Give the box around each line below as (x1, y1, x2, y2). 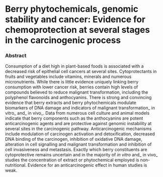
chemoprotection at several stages (5, 25, 150, 35)
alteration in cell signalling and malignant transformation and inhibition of (5, 141, 152, 148)
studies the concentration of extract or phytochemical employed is (5, 157, 140, 163)
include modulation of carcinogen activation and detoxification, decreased (5, 131, 155, 137)
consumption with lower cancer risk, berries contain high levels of (5, 84, 139, 90)
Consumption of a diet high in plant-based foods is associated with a (5, 63, 144, 69)
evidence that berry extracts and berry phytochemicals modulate (5, 100, 137, 106)
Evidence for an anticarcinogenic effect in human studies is (27, 162, 147, 168)
